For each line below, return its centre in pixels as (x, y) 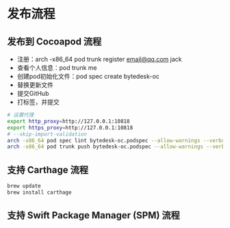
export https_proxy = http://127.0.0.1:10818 (70, 127)
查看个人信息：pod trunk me (57, 68)
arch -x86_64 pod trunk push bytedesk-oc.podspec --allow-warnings (105, 147)
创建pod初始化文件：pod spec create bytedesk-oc (88, 76)
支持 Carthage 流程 (48, 169)
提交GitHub (33, 93)
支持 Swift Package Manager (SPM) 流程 (93, 215)
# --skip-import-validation (47, 134)
